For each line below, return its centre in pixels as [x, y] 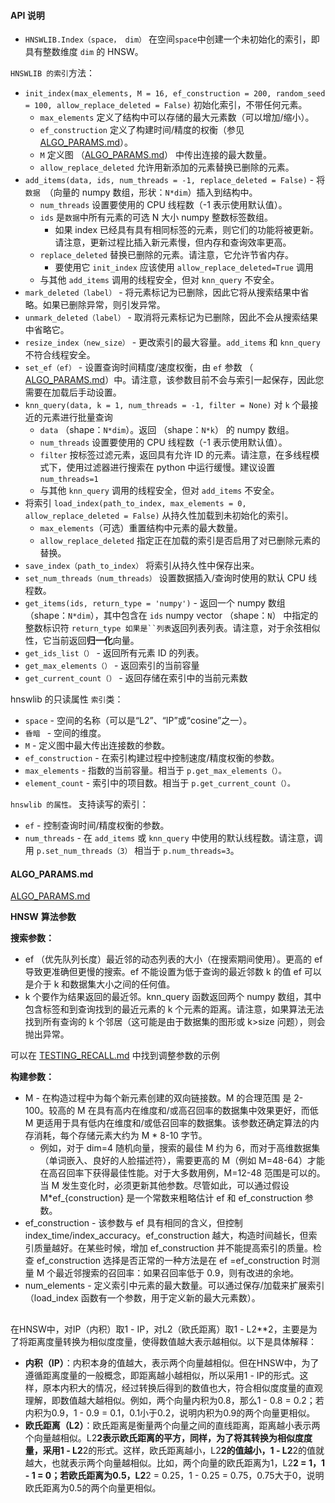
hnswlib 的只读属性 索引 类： [67, 699]
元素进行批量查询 [77, 417]
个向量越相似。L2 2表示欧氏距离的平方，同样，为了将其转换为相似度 [164, 1437]
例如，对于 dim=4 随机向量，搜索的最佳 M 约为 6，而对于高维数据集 [180, 1148]
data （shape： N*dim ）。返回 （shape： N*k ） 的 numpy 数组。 [167, 430]
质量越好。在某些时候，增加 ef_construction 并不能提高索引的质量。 [173, 1248]
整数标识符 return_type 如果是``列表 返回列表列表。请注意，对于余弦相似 [172, 628]
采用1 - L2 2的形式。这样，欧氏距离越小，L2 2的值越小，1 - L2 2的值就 [183, 1450]
